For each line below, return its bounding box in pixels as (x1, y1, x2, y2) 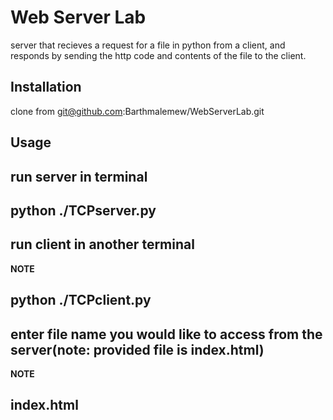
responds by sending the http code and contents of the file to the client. (10, 49, 307, 61)
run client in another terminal (10, 236, 195, 253)
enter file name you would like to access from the (10, 326, 323, 343)
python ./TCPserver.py (10, 202, 157, 219)
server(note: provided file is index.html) (10, 341, 265, 358)
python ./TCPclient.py (10, 292, 152, 309)
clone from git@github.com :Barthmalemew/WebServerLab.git (10, 105, 265, 117)
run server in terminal (10, 168, 148, 185)
